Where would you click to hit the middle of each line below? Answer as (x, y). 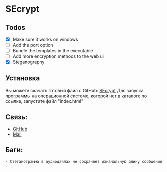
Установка (23, 78)
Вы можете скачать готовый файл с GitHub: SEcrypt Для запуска (74, 91)
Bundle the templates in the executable (53, 51)
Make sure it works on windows (45, 39)
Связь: (16, 117)
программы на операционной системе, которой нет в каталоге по (76, 96)
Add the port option (33, 45)
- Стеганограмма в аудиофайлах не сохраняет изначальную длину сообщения (84, 161)
